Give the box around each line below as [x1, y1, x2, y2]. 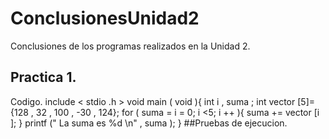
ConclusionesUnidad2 [10, 7, 200, 30]
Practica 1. [10, 69, 77, 86]
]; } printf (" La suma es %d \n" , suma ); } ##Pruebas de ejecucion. [10, 117, 288, 129]
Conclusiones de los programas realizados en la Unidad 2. [10, 40, 251, 52]
